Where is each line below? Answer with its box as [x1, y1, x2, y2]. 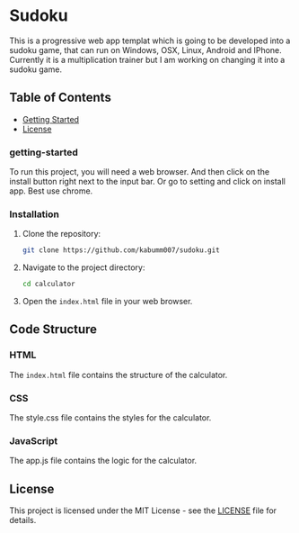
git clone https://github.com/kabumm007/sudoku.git [22, 246, 220, 255]
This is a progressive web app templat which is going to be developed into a [9, 35, 291, 46]
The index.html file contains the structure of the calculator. [9, 369, 228, 380]
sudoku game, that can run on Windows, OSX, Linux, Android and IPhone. [9, 44, 283, 55]
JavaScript [9, 435, 58, 447]
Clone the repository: [22, 229, 101, 239]
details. [9, 515, 37, 526]
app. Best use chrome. [9, 185, 93, 196]
